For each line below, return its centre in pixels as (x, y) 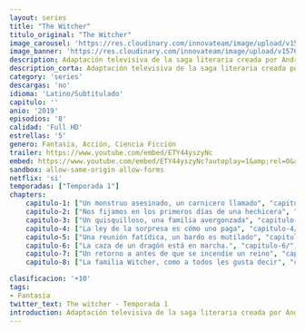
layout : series (38, 18)
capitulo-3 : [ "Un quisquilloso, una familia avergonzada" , (140, 220)
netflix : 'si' (36, 178)
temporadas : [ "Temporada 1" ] (64, 187)
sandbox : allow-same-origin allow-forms (87, 170)
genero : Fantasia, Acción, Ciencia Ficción (93, 144)
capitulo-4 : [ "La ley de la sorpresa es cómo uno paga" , (136, 229)
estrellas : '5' (38, 136)
